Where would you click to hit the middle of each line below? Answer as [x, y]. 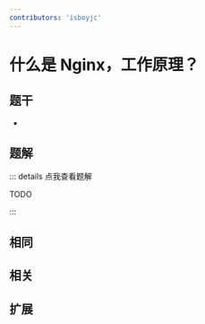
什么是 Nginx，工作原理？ [104, 65]
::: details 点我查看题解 [51, 177]
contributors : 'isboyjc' [56, 18]
